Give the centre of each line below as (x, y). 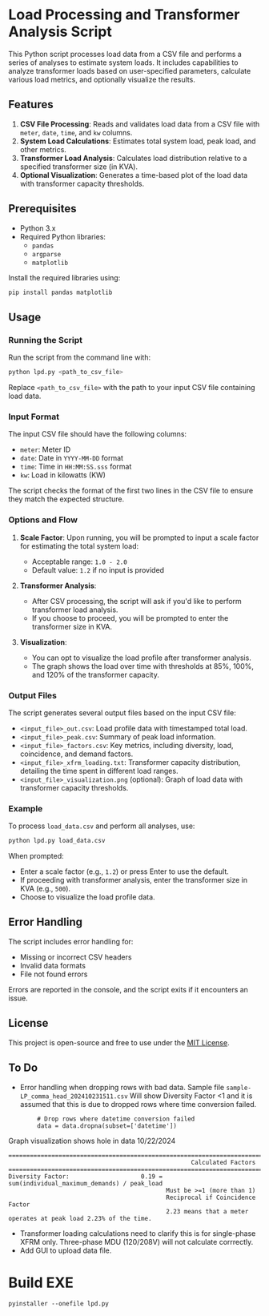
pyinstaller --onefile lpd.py (59, 1304)
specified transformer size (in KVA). (79, 167)
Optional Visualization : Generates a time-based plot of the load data (134, 175)
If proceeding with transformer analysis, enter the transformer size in (134, 880)
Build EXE (41, 1282)
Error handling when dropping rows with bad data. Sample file (122, 1087)
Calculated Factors (223, 1162)
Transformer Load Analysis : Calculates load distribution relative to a (133, 158)
